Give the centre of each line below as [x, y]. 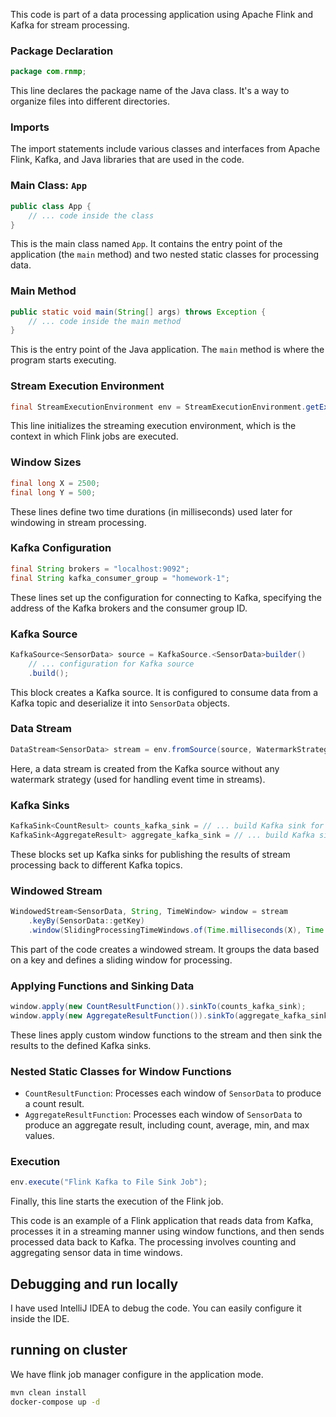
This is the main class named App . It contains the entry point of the [146, 244]
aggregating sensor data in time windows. [96, 1253]
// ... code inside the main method [105, 321]
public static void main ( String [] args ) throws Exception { [138, 312]
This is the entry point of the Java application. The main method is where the [167, 350]
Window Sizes [46, 462]
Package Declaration [62, 51]
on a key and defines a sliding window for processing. [121, 960]
